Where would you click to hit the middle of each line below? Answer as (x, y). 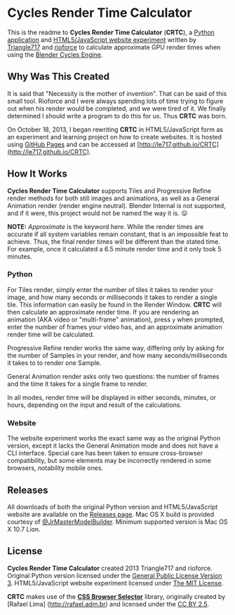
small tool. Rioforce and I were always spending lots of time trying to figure (115, 101)
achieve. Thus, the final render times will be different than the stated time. (114, 241)
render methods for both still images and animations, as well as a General (113, 198)
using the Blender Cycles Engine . (55, 55)
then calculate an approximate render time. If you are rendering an (103, 312)
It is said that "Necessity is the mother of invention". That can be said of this (117, 93)
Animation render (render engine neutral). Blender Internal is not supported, (116, 205)
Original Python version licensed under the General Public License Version (115, 575)
